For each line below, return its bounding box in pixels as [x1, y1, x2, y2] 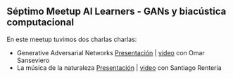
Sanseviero [16, 56, 50, 64]
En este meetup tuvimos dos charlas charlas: [6, 35, 137, 43]
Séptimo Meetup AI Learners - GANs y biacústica [6, 6, 227, 17]
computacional [6, 17, 75, 29]
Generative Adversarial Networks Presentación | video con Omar [16, 48, 205, 57]
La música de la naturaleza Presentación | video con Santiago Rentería [16, 63, 222, 72]
